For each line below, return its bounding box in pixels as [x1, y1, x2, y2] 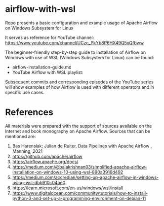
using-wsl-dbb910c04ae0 [12, 179, 66, 185]
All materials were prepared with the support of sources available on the [5, 123, 152, 129]
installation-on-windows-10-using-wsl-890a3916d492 [12, 169, 123, 175]
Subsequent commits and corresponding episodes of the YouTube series [5, 79, 154, 85]
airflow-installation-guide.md [12, 64, 72, 70]
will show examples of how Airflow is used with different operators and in [5, 84, 155, 90]
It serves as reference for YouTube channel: [5, 34, 94, 40]
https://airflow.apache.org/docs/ [12, 159, 79, 165]
